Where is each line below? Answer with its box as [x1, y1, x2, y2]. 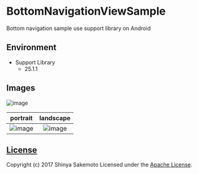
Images [6, 83, 36, 93]
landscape [39, 113, 71, 122]
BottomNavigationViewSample [6, 4, 166, 18]
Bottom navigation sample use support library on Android [6, 25, 151, 32]
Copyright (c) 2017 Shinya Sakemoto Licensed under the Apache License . [6, 161, 193, 168]
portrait [10, 113, 33, 122]
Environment [6, 42, 57, 53]
